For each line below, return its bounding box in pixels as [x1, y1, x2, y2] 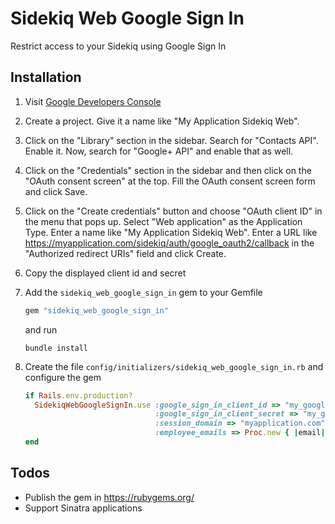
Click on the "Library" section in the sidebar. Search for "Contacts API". [24, 134, 319, 146]
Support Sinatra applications [24, 502, 143, 514]
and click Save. [24, 185, 88, 197]
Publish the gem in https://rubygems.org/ [24, 491, 195, 503]
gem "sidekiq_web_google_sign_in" [24, 305, 169, 316]
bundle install [24, 343, 89, 353]
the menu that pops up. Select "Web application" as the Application [24, 215, 303, 227]
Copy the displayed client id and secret [24, 267, 187, 279]
